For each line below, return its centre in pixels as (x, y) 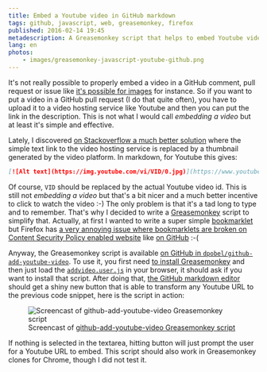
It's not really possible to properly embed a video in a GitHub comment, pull (132, 82)
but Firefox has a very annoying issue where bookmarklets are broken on (128, 229)
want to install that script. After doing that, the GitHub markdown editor (124, 278)
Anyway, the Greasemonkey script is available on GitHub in (104, 253)
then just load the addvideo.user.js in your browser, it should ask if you (125, 269)
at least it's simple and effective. (61, 125)
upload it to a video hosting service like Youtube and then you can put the (129, 107)
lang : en (23, 45)
